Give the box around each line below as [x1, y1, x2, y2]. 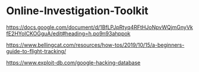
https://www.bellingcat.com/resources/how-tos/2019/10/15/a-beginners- [6, 41, 185, 48]
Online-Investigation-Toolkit [6, 4, 149, 18]
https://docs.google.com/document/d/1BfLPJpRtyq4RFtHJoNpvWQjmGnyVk [6, 24, 193, 31]
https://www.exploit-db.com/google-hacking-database [6, 59, 141, 66]
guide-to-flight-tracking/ [6, 47, 67, 54]
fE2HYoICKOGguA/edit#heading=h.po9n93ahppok [6, 30, 131, 37]
